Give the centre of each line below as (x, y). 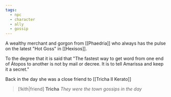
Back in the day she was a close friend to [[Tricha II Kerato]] (68, 79)
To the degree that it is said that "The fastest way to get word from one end (84, 58)
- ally (17, 24)
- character (23, 19)
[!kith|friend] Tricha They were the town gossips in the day (80, 89)
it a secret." (17, 70)
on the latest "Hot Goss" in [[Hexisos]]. (46, 49)
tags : (11, 10)
